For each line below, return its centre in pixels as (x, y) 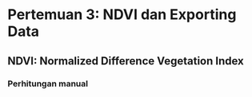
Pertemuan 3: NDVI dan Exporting (122, 15)
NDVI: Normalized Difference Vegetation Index (126, 61)
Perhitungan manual (48, 83)
